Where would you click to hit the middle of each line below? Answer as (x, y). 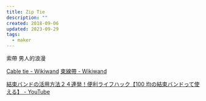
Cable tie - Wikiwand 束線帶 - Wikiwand (57, 71)
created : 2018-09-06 (33, 23)
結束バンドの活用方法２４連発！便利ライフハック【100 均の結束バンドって (100, 84)
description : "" (27, 18)
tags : (13, 35)
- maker (22, 40)
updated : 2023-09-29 (33, 29)
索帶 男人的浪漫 (26, 58)
